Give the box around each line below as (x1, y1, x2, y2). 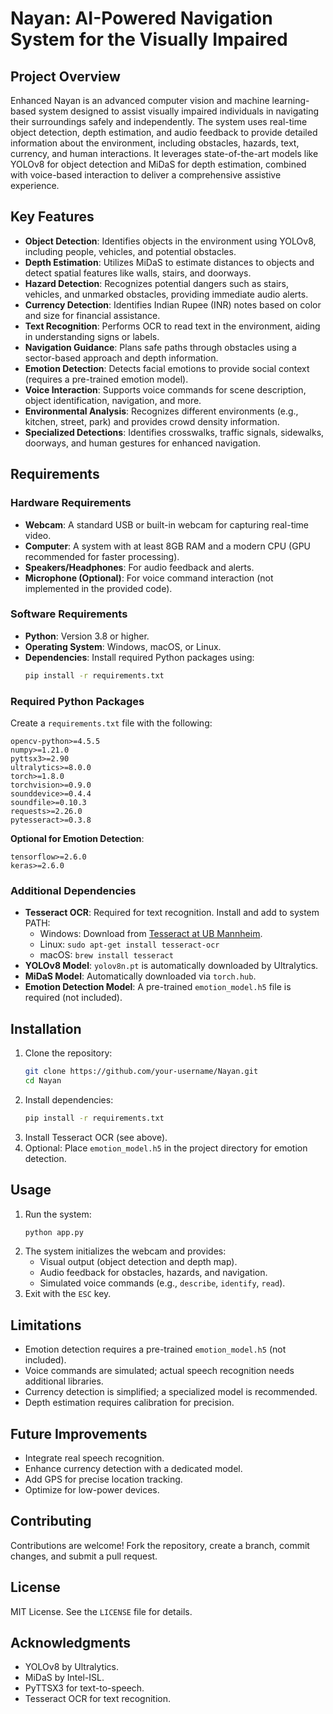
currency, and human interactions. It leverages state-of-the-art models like (10, 148, 319, 159)
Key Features (10, 208, 95, 226)
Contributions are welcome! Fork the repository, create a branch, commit (10, 1539, 310, 1551)
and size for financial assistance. (24, 309, 161, 321)
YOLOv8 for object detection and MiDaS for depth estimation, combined (10, 158, 307, 170)
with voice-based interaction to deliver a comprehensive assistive (10, 169, 282, 181)
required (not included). (24, 992, 123, 1004)
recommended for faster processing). (24, 550, 180, 562)
